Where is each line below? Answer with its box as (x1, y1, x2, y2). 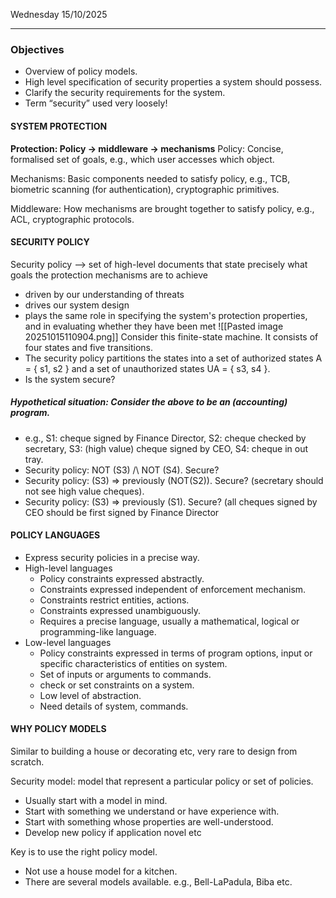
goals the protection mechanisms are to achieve (10, 269, 208, 281)
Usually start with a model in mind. (24, 795, 168, 807)
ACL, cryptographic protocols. (10, 213, 135, 225)
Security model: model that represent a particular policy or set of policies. (10, 775, 314, 788)
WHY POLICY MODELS (10, 723, 107, 735)
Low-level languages (24, 636, 112, 648)
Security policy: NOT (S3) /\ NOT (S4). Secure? (24, 464, 220, 476)
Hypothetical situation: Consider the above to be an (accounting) (10, 396, 288, 408)
